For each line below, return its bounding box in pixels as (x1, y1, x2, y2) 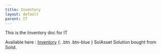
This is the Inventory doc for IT (5, 30, 68, 36)
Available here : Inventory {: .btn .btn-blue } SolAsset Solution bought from (5, 39, 157, 45)
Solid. (5, 45, 17, 51)
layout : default (5, 12, 39, 17)
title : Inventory (5, 7, 41, 12)
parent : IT (5, 16, 28, 21)
